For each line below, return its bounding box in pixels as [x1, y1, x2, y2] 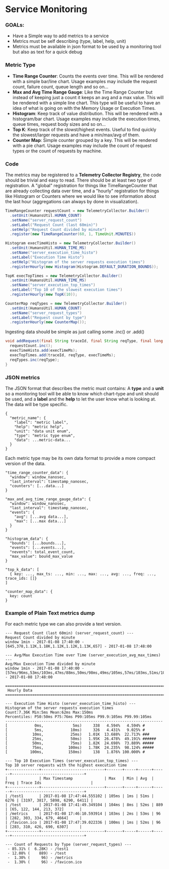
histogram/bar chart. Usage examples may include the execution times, [12, 116, 160, 122]
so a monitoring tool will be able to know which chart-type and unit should [5, 390, 159, 397]
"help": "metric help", [14, 424, 64, 429]
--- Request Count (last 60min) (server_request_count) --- [5, 630, 134, 636]
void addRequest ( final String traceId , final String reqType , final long [5, 339, 163, 344]
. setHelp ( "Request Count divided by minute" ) [10, 227, 107, 232]
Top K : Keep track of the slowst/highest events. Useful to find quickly [12, 126, 157, 132]
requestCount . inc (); [10, 343, 53, 348]
